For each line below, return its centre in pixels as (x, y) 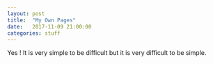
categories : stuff (34, 33)
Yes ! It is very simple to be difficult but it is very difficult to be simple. (107, 53)
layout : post (26, 14)
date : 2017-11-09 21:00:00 (49, 26)
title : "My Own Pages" (42, 20)
